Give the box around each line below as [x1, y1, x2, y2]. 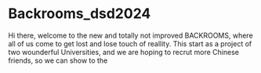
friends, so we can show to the [8, 56, 108, 65]
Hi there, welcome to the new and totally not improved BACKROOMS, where [8, 31, 253, 40]
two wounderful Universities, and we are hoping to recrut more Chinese [8, 47, 239, 57]
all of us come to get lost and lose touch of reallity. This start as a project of [8, 38, 252, 48]
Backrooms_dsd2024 [8, 5, 151, 23]
